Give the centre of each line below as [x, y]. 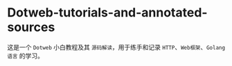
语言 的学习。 [25, 56]
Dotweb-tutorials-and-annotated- [107, 13]
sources [31, 27]
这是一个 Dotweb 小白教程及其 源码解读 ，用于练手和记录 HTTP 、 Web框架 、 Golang [116, 47]
